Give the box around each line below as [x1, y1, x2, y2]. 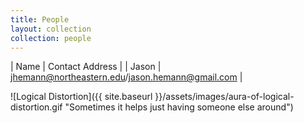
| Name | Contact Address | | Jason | [10, 61, 162, 73]
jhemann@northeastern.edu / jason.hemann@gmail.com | [10, 71, 243, 83]
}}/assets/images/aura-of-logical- [154, 91, 295, 103]
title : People [10, 14, 70, 25]
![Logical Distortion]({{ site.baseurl [10, 91, 153, 103]
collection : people [10, 33, 92, 43]
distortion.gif [10, 101, 63, 113]
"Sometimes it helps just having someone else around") [64, 101, 294, 113]
